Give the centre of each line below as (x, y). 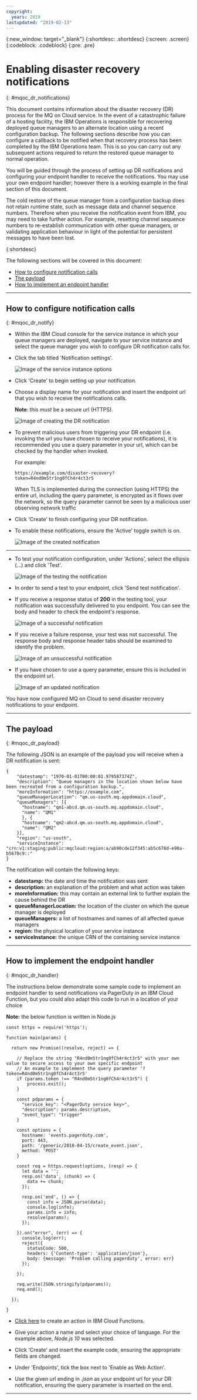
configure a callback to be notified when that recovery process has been (94, 140)
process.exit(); (47, 1084)
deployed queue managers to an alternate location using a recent (85, 128)
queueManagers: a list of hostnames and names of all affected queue (99, 918)
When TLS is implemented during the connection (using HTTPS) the (96, 489)
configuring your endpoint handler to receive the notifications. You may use (97, 177)
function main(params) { (36, 1038)
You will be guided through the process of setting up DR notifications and (95, 170)
